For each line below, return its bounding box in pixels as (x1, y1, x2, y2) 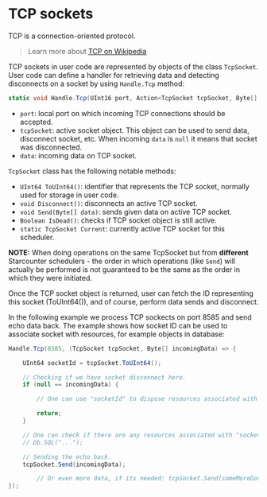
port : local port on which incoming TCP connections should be (19, 108, 226, 118)
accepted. (19, 117, 53, 126)
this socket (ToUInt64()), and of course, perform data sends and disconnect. (8, 297, 259, 306)
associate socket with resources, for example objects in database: (8, 329, 225, 339)
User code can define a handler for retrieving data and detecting (8, 70, 220, 80)
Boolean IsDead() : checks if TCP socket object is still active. (19, 215, 217, 225)
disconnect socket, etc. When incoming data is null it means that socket (19, 134, 258, 143)
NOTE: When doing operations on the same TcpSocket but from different (8, 247, 249, 257)
